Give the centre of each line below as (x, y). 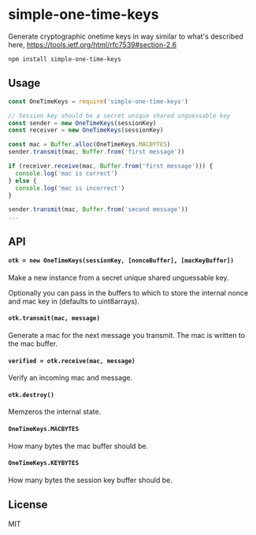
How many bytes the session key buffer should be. (91, 480)
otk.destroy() (32, 395)
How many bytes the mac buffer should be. (78, 446)
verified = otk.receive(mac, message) (72, 361)
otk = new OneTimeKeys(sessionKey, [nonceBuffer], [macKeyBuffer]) (121, 261)
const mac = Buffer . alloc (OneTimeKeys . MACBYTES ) (89, 145)
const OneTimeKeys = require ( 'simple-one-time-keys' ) (98, 101)
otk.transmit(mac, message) (54, 318)
